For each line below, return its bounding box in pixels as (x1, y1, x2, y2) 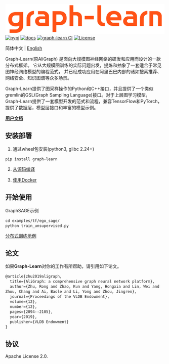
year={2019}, (10, 314, 37, 320)
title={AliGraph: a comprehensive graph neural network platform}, (10, 279, 155, 284)
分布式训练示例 (5, 233, 36, 239)
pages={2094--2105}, (10, 309, 53, 314)
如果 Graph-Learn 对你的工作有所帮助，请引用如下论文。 (5, 263, 122, 269)
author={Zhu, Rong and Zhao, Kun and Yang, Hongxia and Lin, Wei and (10, 284, 159, 289)
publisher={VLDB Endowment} (10, 320, 69, 325)
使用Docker (12, 176, 37, 183)
